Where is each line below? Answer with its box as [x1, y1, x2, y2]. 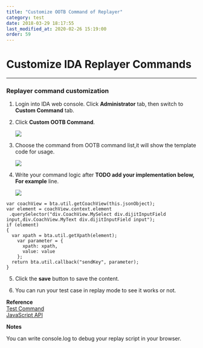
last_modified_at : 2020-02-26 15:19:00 [6, 25, 107, 32]
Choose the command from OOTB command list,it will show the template [14, 142, 196, 149]
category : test [6, 15, 45, 21]
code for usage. [14, 148, 55, 155]
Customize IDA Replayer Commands [6, 58, 192, 72]
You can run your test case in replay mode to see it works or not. [14, 287, 176, 294]
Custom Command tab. [14, 107, 74, 114]
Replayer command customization [6, 86, 109, 95]
